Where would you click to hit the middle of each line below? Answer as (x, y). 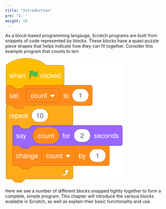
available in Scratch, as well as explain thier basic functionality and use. (78, 202)
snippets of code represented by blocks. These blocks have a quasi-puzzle (82, 41)
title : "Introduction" (28, 10)
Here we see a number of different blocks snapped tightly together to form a (83, 191)
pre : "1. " (16, 16)
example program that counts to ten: (42, 52)
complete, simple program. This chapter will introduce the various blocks (80, 196)
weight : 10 (16, 21)
